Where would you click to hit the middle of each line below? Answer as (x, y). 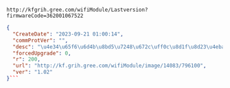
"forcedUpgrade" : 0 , (42, 53)
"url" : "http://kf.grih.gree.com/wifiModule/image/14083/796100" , (110, 66)
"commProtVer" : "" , (41, 40)
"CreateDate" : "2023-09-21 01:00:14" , (68, 34)
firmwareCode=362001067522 (45, 16)
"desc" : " (26, 47)
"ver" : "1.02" (33, 72)
